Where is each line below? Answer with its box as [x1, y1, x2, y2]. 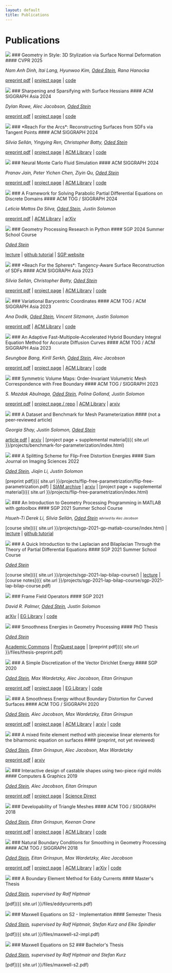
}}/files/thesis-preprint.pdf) [5, 649, 63, 655]
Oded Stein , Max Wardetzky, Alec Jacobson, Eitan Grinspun [5, 675, 133, 681]
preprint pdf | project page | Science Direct [5, 793, 97, 799]
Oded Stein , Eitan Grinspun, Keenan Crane [5, 819, 96, 825]
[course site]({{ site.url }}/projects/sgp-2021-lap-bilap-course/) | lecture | [5, 572, 161, 578]
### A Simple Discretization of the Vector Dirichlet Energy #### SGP [11, 660, 158, 666]
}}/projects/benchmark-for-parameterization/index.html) [5, 442, 125, 448]
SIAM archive [52, 484, 81, 490]
